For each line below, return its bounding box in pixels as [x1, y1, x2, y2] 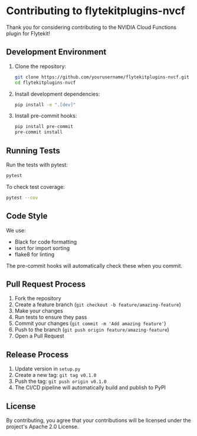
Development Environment [6, 47, 107, 57]
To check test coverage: [6, 183, 65, 190]
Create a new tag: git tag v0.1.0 [14, 372, 97, 379]
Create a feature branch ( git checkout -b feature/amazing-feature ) [14, 301, 182, 308]
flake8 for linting [14, 251, 55, 258]
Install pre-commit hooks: [14, 112, 77, 119]
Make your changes [14, 307, 63, 314]
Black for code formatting [14, 238, 77, 245]
